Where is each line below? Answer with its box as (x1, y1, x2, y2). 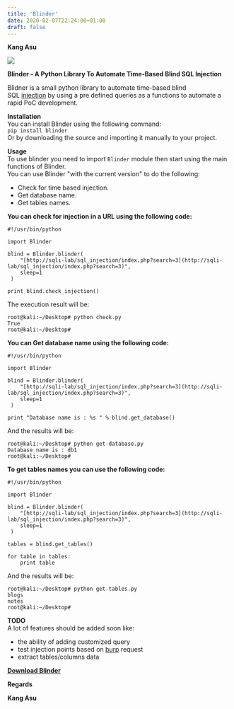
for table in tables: (7, 553, 71, 560)
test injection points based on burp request (17, 645, 144, 654)
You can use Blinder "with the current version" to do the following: (7, 170, 200, 178)
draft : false (7, 23, 46, 30)
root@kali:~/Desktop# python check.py (7, 314, 122, 321)
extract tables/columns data (17, 652, 100, 662)
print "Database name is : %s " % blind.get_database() (7, 415, 175, 422)
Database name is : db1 (7, 446, 78, 454)
